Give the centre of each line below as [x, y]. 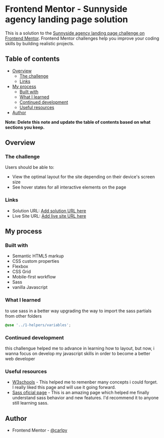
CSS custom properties [36, 261]
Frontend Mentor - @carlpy [40, 430]
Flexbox [20, 267]
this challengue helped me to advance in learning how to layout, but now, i [80, 348]
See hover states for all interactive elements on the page [69, 187]
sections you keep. [25, 127]
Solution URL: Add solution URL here [49, 211]
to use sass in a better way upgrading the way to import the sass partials [78, 311]
